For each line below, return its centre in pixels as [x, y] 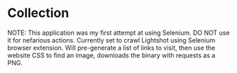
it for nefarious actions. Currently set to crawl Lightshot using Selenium [111, 40]
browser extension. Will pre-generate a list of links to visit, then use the [111, 47]
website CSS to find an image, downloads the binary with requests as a [111, 55]
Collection [38, 13]
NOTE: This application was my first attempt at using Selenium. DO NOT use [118, 33]
